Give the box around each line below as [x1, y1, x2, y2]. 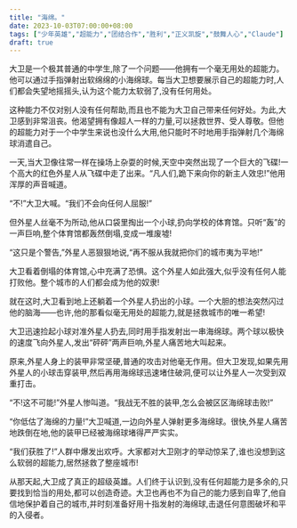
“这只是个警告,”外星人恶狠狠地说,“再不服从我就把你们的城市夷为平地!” [9, 247, 263, 258]
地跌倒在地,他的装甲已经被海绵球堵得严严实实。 [9, 427, 184, 438]
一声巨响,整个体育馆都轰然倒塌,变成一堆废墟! [9, 228, 173, 239]
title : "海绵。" [9, 12, 66, 22]
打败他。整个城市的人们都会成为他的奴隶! [9, 277, 160, 288]
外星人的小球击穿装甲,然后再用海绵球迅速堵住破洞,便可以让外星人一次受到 [9, 367, 279, 378]
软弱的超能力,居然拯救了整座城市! [16, 458, 140, 468]
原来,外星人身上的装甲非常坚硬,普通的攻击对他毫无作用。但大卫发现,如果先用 [9, 356, 289, 367]
